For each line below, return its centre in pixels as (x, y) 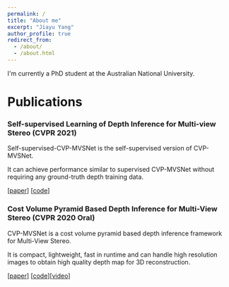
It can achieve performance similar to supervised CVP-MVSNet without (111, 170)
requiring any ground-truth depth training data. (75, 177)
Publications (45, 102)
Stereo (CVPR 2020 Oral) (51, 218)
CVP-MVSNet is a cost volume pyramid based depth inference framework (115, 233)
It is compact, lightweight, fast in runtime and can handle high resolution (112, 254)
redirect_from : (30, 40)
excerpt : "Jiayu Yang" (41, 27)
